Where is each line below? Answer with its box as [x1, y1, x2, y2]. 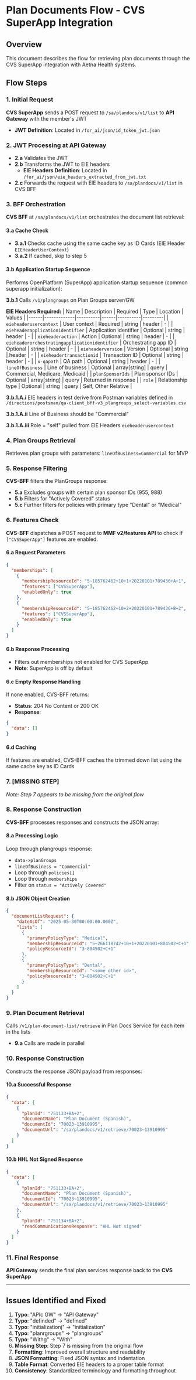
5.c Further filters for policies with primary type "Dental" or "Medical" [14, 502, 182, 509]
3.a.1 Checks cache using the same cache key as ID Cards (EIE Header [14, 240, 185, 247]
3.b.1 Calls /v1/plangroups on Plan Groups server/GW [6, 297, 135, 304]
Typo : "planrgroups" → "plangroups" [14, 1330, 104, 1337]
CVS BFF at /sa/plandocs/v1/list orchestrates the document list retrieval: [6, 213, 185, 220]
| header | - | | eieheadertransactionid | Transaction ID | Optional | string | [6, 351, 184, 358]
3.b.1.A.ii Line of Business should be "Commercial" [6, 410, 129, 417]
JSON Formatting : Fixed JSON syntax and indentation [14, 1355, 145, 1362]
